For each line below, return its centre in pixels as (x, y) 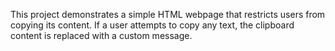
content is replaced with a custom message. (101, 35)
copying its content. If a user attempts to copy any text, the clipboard (152, 25)
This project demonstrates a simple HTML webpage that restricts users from (168, 14)
